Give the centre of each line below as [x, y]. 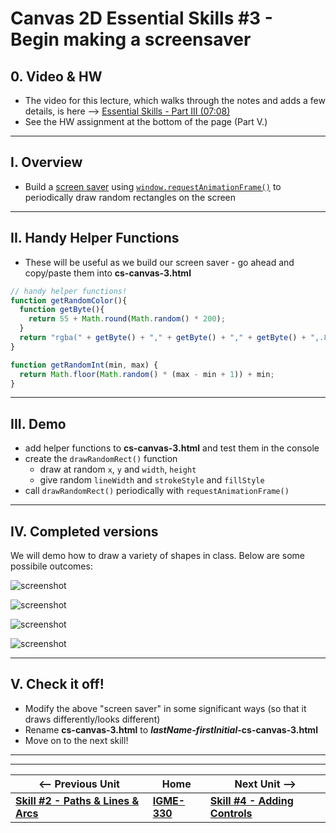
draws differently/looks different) [92, 719]
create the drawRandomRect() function [101, 459]
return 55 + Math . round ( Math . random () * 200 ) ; [127, 319]
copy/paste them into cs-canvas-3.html [108, 273]
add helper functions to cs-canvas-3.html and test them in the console [172, 448]
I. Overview [46, 162]
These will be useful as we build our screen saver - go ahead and [159, 262]
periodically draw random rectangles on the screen [130, 197]
